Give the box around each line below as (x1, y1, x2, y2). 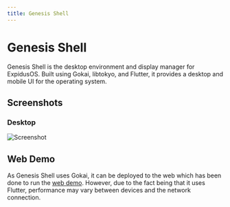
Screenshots (7, 97, 63, 109)
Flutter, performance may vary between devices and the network (7, 186, 191, 195)
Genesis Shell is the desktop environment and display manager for (7, 63, 195, 71)
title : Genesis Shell (7, 10, 69, 17)
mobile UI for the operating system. (7, 77, 108, 85)
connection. (7, 193, 41, 201)
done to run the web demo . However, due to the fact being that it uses (7, 179, 206, 187)
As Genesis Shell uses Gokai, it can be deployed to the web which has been (7, 171, 222, 179)
